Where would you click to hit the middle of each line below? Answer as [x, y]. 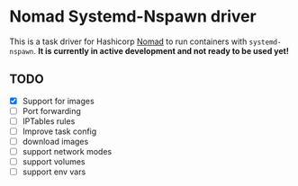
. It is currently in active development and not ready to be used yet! [161, 50]
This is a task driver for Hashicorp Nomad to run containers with [128, 41]
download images [55, 142]
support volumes [54, 162]
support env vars [54, 172]
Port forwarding [51, 111]
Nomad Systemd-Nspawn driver [133, 17]
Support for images [58, 101]
